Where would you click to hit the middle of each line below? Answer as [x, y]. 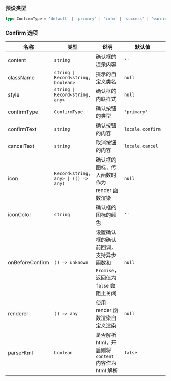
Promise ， [108, 270]
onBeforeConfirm [28, 263]
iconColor [20, 215]
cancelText [21, 146]
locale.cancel [141, 146]
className [21, 78]
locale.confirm [142, 129]
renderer [18, 314]
